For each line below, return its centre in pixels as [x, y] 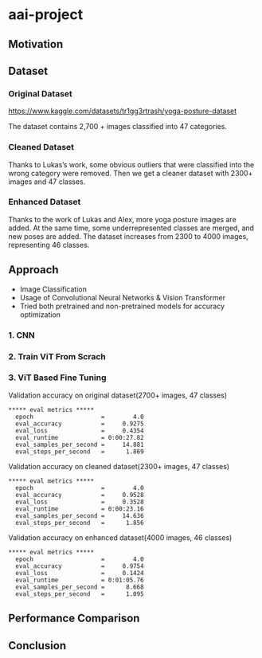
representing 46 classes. [49, 245]
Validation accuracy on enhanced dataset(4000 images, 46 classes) [120, 537]
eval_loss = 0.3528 [80, 502]
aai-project [46, 15]
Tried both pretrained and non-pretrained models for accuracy [122, 306]
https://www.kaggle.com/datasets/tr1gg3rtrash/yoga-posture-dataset [123, 111]
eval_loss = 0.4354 [80, 431]
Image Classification [53, 289]
